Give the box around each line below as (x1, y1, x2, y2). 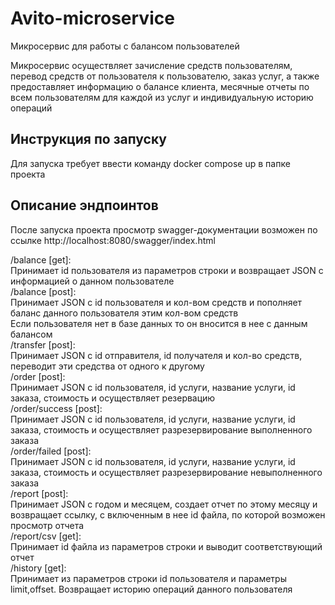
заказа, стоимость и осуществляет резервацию (10, 392, 216, 404)
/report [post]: (10, 487, 69, 499)
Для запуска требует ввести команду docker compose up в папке (10, 157, 291, 169)
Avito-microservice (10, 7, 175, 30)
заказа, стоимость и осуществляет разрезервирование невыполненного (10, 466, 323, 478)
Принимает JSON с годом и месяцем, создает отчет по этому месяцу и (10, 498, 318, 510)
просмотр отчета (10, 519, 85, 531)
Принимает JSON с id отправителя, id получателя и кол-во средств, (10, 349, 303, 361)
